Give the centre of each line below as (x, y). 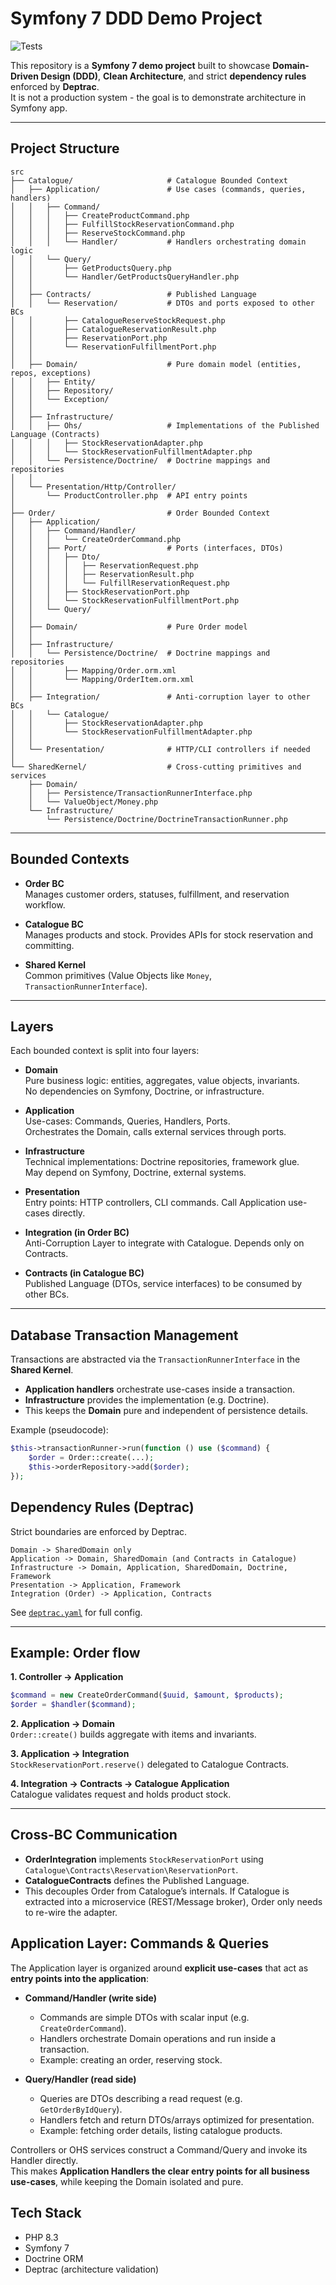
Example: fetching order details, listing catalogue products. (161, 2130)
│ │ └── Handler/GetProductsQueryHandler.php (125, 277)
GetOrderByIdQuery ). (81, 2109)
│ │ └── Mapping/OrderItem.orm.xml (102, 679)
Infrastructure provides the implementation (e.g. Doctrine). (147, 1400)
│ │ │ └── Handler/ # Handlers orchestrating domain (158, 242)
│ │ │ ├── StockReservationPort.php (100, 592)
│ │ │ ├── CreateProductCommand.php (100, 215)
